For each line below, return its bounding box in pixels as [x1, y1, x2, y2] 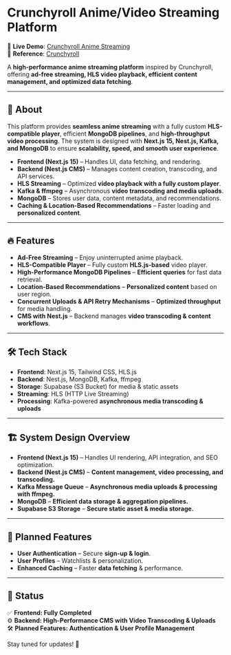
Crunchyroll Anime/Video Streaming [7, 5, 220, 21]
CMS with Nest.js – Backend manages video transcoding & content [16, 312, 211, 320]
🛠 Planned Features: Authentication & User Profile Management [7, 624, 195, 632]
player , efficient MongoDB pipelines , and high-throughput [41, 129, 210, 138]
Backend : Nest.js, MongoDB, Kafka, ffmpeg [16, 375, 142, 383]
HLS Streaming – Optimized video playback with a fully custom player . [16, 179, 221, 187]
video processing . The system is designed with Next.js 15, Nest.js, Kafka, [7, 136, 219, 145]
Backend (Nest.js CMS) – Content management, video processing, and [16, 468, 223, 476]
